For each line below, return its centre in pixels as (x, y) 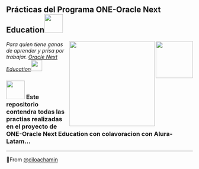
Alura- (163, 134)
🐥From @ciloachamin (32, 160)
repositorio (23, 104)
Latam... (18, 141)
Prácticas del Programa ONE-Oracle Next (84, 10)
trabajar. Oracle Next (32, 57)
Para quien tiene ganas (35, 44)
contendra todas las (36, 112)
